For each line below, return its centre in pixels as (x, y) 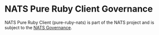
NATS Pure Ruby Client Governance (79, 9)
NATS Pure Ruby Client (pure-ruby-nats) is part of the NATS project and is (79, 22)
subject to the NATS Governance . (38, 27)
